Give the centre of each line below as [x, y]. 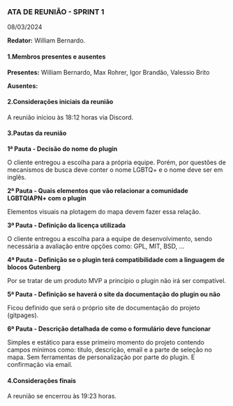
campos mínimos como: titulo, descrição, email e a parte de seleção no [110, 349]
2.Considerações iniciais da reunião [60, 102]
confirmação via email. [40, 364]
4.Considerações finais [42, 380]
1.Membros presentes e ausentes [57, 57]
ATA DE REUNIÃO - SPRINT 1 [56, 12]
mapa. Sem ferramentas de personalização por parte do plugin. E [101, 357]
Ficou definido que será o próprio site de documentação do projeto [104, 307]
